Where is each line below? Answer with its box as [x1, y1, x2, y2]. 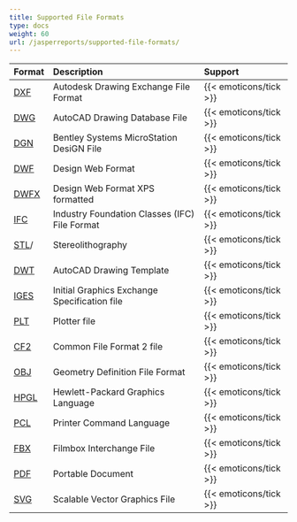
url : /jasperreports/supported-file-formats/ [9, 37, 179, 47]
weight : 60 [9, 29, 49, 38]
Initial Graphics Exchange [52, 284, 159, 296]
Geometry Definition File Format [52, 366, 186, 379]
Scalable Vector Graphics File [52, 493, 175, 505]
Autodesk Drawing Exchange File [52, 81, 191, 93]
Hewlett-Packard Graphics [52, 386, 165, 398]
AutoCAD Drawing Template [52, 265, 170, 277]
